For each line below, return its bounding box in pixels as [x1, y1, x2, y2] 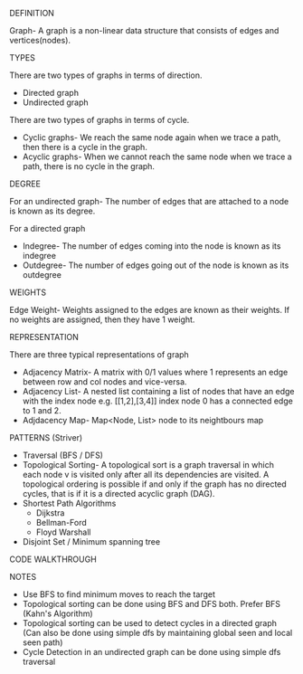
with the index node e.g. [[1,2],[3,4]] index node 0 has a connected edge [22, 395, 294, 406]
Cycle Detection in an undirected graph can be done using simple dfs [22, 647, 281, 657]
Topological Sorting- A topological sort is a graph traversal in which [22, 460, 274, 470]
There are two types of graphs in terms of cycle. [9, 115, 190, 125]
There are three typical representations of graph [9, 349, 190, 360]
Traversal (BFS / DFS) [22, 450, 104, 460]
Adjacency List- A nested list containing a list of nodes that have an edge [22, 386, 296, 396]
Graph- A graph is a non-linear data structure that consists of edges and [9, 25, 279, 35]
